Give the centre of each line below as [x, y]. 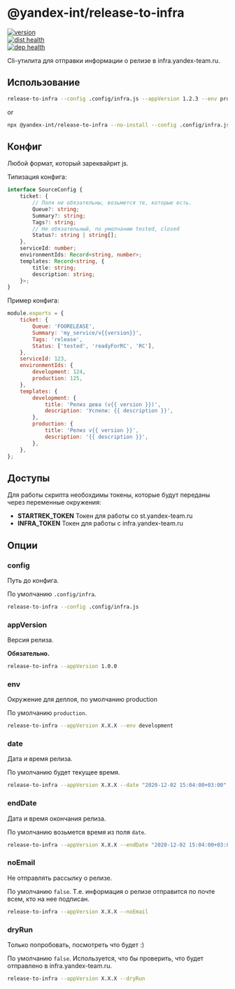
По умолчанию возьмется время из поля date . [77, 832]
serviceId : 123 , [44, 359]
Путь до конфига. [33, 580]
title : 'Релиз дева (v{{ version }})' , [102, 404]
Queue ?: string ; [56, 209]
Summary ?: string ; [59, 216]
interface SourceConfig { [45, 190]
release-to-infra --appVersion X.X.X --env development [90, 726]
